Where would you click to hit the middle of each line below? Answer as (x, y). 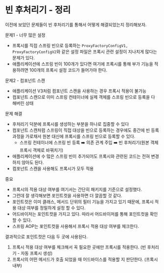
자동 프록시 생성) (37, 253)
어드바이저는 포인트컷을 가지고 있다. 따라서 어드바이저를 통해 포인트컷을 (80, 214)
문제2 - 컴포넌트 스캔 (25, 80)
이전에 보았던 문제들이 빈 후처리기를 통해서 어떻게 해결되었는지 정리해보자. (76, 25)
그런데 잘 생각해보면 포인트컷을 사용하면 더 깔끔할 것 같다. (67, 195)
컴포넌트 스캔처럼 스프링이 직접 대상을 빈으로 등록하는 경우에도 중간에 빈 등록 (86, 130)
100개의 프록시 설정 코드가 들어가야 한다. (68, 70)
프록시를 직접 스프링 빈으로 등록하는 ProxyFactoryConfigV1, (70, 45)
